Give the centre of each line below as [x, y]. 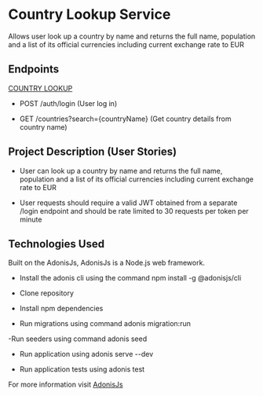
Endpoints [34, 70]
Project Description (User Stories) [93, 152]
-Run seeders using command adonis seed [78, 339]
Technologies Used [56, 244]
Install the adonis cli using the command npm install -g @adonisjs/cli [130, 278]
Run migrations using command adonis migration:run [105, 324]
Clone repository [47, 293]
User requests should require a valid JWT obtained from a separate [128, 203]
